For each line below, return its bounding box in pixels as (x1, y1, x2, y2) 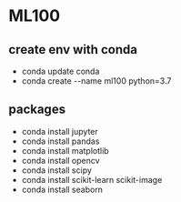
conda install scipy (21, 165, 93, 176)
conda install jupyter (21, 126, 99, 136)
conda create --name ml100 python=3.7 (21, 76, 172, 86)
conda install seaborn (21, 184, 104, 195)
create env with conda (8, 42, 138, 57)
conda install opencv (21, 155, 101, 166)
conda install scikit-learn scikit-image (21, 174, 163, 185)
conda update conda (21, 66, 100, 76)
